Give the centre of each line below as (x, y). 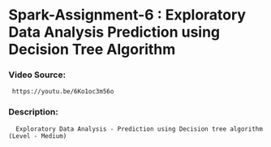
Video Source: (37, 75)
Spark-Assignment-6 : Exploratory (127, 15)
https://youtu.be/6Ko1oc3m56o (63, 92)
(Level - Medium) (38, 136)
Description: (33, 112)
